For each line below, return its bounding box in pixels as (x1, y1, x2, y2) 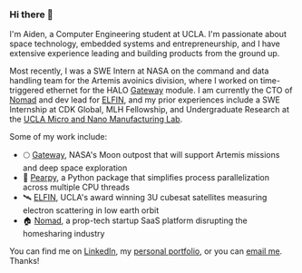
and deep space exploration (22, 162, 128, 173)
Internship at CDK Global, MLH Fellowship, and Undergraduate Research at (9, 104, 290, 115)
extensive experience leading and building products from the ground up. (9, 48, 280, 59)
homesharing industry (22, 229, 105, 239)
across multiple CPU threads (22, 181, 130, 193)
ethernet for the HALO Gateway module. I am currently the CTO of (45, 85, 293, 96)
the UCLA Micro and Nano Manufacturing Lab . (9, 113, 183, 125)
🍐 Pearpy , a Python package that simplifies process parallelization (22, 172, 270, 183)
